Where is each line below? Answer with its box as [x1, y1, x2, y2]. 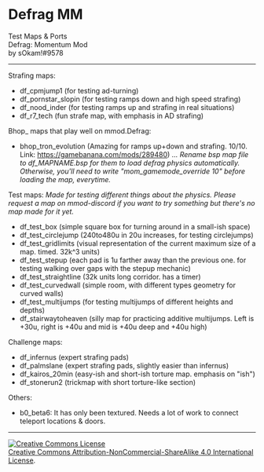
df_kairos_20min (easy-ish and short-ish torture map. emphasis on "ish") [19, 369, 255, 379]
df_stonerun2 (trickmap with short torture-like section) [19, 377, 196, 386]
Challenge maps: [8, 337, 63, 346]
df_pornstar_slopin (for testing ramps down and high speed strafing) [19, 94, 241, 104]
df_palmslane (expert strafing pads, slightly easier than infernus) [19, 360, 229, 370]
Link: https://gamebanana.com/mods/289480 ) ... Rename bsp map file [19, 149, 249, 159]
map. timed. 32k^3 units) [19, 247, 101, 256]
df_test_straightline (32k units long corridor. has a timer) [19, 272, 202, 281]
